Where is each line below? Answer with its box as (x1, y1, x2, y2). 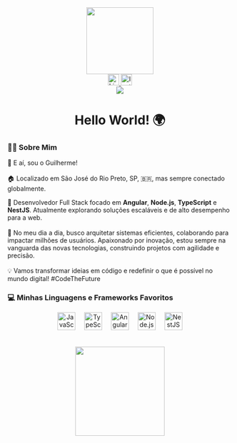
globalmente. (7, 185, 46, 193)
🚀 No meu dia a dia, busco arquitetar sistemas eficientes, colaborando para (7, 228, 229, 238)
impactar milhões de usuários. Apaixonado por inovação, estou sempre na (7, 236, 226, 245)
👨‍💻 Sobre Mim (7, 143, 57, 153)
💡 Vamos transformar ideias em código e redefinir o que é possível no (7, 267, 213, 275)
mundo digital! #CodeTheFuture (7, 275, 101, 283)
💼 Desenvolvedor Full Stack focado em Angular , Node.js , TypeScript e (7, 198, 217, 207)
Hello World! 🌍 (74, 112, 166, 128)
